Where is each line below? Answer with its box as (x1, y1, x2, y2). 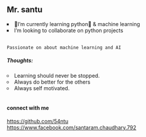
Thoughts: (7, 57, 33, 64)
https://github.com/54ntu (7, 117, 69, 125)
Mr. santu (7, 5, 43, 15)
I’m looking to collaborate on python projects (14, 27, 123, 34)
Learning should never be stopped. (14, 72, 100, 79)
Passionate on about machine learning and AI (7, 44, 121, 50)
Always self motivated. (14, 84, 70, 91)
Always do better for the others (14, 78, 91, 85)
